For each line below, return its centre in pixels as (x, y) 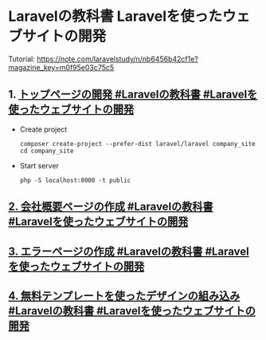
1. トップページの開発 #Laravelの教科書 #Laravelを (133, 95)
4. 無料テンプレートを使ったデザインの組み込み (124, 296)
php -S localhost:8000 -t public (75, 180)
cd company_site (47, 151)
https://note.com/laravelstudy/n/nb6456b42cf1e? (118, 59)
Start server (39, 165)
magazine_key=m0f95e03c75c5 (61, 67)
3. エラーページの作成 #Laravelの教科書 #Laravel (129, 251)
